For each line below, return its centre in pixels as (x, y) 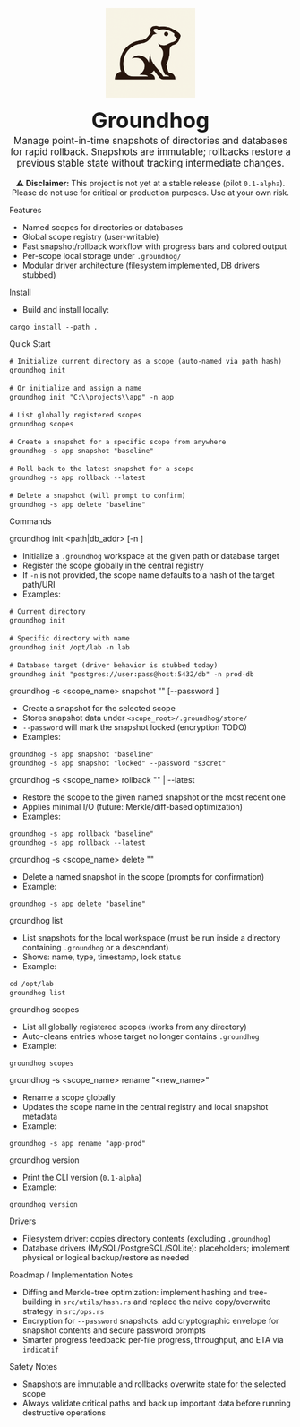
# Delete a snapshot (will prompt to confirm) (98, 495)
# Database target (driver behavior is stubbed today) (114, 665)
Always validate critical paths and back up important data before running (156, 1403)
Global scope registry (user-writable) (90, 236)
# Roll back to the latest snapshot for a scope (102, 469)
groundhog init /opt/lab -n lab (69, 647)
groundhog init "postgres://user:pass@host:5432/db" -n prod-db (132, 674)
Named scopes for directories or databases (103, 227)
